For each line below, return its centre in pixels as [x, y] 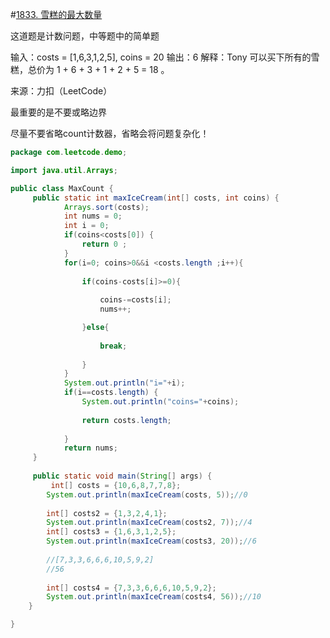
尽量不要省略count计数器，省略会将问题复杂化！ [110, 133]
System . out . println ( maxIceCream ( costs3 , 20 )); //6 [151, 541]
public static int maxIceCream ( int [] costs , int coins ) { [156, 198]
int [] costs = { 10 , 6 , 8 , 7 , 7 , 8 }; [116, 485]
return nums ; [90, 448]
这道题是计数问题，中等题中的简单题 [85, 36]
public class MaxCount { [62, 188]
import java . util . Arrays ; [64, 170]
